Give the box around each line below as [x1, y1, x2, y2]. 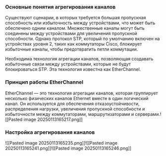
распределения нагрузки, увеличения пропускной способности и [5, 105, 145, 112]
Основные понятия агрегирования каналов [5, 3, 116, 10]
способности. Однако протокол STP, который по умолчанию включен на [5, 36, 160, 42]
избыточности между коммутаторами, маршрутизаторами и [5, 111, 134, 117]
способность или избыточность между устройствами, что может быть [5, 20, 156, 26]
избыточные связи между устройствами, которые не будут [5, 61, 131, 67]
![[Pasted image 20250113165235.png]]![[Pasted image [5, 140, 118, 146]
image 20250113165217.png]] [23, 116, 83, 122]
